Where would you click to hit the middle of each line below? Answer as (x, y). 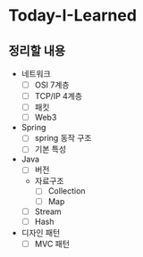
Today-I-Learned (73, 16)
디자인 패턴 (41, 232)
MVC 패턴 (52, 244)
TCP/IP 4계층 (58, 96)
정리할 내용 (37, 50)
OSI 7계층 (52, 85)
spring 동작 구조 (63, 138)
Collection (67, 191)
